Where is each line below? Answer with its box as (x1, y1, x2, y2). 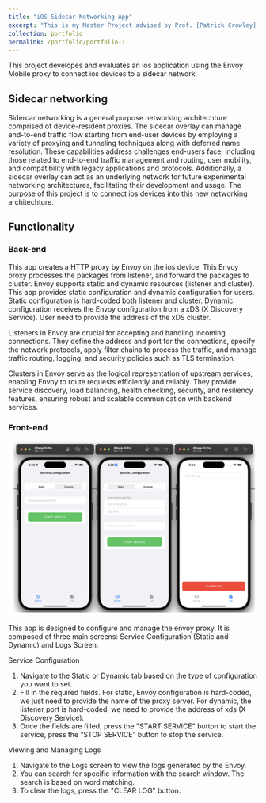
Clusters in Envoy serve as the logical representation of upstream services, (8, 369, 253, 378)
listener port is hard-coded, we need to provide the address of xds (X (19, 705, 246, 714)
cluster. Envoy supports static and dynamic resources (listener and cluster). (8, 278, 255, 289)
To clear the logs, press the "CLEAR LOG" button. (19, 786, 181, 796)
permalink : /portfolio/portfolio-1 (8, 38, 126, 46)
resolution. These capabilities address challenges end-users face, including (8, 147, 256, 156)
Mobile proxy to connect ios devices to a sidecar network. (8, 69, 198, 78)
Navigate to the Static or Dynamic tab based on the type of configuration (19, 671, 257, 681)
